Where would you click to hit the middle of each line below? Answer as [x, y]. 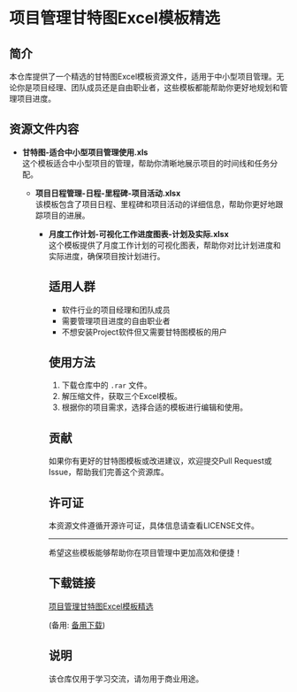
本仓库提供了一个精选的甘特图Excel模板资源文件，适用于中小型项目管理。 [143, 77]
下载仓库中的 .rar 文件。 [107, 385]
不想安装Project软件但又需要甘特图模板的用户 [144, 332]
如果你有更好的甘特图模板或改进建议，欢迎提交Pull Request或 [160, 461]
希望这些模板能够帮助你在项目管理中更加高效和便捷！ [145, 553]
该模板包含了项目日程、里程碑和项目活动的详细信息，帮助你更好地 [155, 204]
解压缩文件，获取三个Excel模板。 [122, 396]
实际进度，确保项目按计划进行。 [107, 256]
